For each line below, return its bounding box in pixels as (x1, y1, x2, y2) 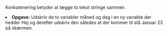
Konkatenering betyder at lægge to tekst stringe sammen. (5, 5, 126, 10)
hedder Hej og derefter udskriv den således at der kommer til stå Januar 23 (5, 20, 163, 25)
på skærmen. (5, 25, 33, 31)
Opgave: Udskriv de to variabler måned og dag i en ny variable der (12, 14, 152, 20)
